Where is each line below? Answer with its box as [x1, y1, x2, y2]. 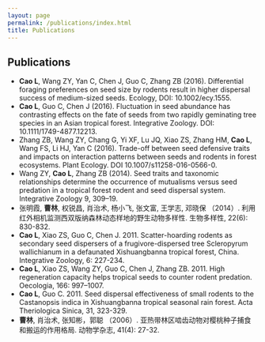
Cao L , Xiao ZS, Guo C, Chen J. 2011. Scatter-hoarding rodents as [18, 231, 233, 240]
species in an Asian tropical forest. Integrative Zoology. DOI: [18, 118, 215, 128]
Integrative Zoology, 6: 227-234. [18, 256, 125, 265]
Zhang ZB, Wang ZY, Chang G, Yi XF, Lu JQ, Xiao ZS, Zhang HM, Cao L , [18, 135, 252, 145]
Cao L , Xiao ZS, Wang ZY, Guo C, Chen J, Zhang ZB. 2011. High [18, 264, 225, 273]
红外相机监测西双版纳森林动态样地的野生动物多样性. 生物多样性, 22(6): [18, 213, 248, 223]
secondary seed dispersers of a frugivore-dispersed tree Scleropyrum [18, 239, 248, 249]
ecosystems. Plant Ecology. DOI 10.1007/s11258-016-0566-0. [18, 160, 218, 170]
